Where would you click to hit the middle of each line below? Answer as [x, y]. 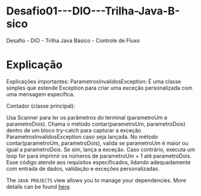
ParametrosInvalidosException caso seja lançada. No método [82, 136]
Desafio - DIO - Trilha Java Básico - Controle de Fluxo [73, 40]
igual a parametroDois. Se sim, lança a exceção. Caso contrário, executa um [101, 149]
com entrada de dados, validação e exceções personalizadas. [83, 168]
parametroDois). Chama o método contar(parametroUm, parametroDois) [96, 124]
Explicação [35, 65]
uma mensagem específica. [41, 94]
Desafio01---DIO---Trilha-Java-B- [93, 11]
